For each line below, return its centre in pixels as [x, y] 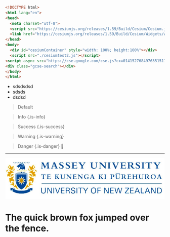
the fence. [27, 228]
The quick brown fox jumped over [77, 218]
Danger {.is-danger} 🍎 [41, 146]
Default [25, 107]
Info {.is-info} [31, 117]
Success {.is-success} [41, 127]
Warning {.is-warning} [41, 137]
